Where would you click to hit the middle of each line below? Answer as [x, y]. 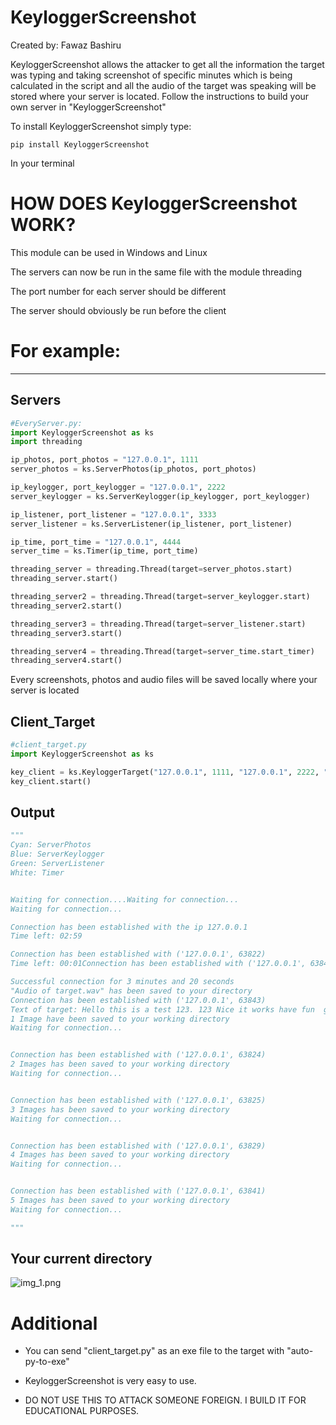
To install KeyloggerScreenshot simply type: [101, 126]
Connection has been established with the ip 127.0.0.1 [129, 927]
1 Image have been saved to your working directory [120, 1019]
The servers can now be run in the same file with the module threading [156, 272]
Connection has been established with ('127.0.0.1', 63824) [138, 1055]
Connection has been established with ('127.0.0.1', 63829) [138, 1146]
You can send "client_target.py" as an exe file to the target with [154, 1351]
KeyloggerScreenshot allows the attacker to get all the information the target [167, 64]
